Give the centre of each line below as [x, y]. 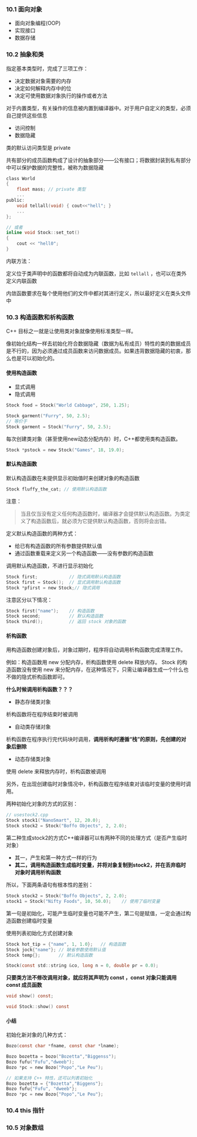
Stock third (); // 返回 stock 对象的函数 [66, 622]
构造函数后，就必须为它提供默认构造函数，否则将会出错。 [100, 521]
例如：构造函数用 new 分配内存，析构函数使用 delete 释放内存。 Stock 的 [94, 662]
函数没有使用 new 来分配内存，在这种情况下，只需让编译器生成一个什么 [97, 669]
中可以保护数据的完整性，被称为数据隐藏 [55, 167]
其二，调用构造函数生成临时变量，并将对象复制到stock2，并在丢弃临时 [100, 865]
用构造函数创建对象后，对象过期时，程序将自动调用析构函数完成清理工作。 [96, 650]
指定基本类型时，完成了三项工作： [47, 68]
